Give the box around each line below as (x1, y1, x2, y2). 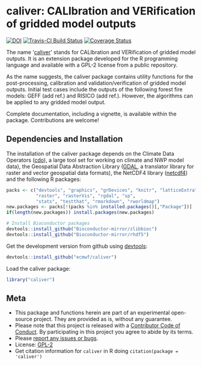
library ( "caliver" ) (6, 277, 55, 283)
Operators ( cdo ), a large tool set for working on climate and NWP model (6, 156, 185, 164)
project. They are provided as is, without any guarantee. (33, 316, 173, 323)
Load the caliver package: (6, 265, 71, 272)
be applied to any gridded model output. (6, 98, 106, 106)
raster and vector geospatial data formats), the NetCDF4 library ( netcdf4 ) (6, 169, 188, 176)
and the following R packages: (6, 176, 81, 183)
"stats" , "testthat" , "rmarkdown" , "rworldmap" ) (35, 198, 161, 204)
